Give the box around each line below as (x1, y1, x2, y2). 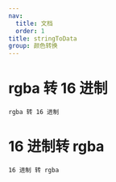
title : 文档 (15, 19, 54, 28)
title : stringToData (8, 34, 78, 43)
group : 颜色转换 (8, 42, 58, 50)
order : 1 (15, 27, 45, 35)
